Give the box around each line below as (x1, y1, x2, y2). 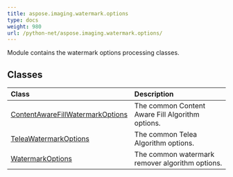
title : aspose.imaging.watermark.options (7, 10, 129, 17)
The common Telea (134, 130, 198, 140)
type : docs (7, 17, 39, 24)
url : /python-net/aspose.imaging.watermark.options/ (7, 29, 163, 37)
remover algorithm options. (134, 158, 223, 168)
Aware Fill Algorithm (134, 110, 200, 119)
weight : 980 (7, 23, 42, 30)
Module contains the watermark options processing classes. (7, 49, 180, 57)
